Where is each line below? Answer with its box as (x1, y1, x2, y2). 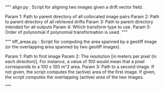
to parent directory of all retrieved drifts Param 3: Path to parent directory (5, 19, 154, 24)
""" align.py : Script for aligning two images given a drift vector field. (5, 4, 143, 10)
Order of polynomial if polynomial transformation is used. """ (5, 29, 128, 35)
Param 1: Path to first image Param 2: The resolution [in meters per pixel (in (5, 53, 157, 59)
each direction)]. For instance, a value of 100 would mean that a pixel (5, 59, 145, 64)
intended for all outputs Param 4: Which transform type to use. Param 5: (5, 24, 151, 30)
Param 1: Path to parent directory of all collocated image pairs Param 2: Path (5, 14, 160, 19)
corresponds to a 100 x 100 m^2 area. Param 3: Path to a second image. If (5, 64, 155, 69)
